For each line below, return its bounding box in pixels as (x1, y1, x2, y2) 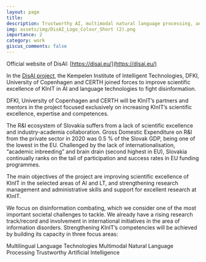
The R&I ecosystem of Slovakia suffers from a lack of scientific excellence (6, 121, 193, 129)
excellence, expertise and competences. (6, 110, 109, 117)
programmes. (6, 161, 40, 168)
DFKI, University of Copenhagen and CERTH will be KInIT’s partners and (6, 96, 189, 104)
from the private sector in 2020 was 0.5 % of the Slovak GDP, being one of (6, 134, 196, 142)
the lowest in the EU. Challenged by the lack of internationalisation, (6, 141, 176, 148)
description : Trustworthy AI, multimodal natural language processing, (6, 20, 193, 26)
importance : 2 (6, 32, 43, 38)
